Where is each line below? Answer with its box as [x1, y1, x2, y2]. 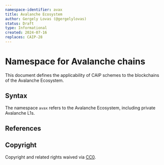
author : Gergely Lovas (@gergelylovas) [5, 16, 87, 21]
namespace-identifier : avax [5, 7, 63, 12]
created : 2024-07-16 [5, 30, 48, 35]
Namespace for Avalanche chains [5, 56, 146, 67]
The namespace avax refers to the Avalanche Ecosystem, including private [5, 104, 156, 111]
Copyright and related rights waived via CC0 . [5, 154, 96, 160]
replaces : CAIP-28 [5, 35, 43, 40]
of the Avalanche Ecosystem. [5, 77, 64, 83]
